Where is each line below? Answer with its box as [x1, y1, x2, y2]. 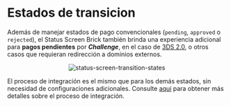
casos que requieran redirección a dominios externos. [7, 50, 162, 58]
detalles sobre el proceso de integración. [7, 92, 125, 100]
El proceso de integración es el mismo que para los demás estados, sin [7, 76, 212, 85]
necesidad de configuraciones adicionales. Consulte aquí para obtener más [7, 84, 224, 92]
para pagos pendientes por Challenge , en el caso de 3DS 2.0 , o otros [7, 42, 209, 51]
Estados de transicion [7, 5, 136, 21]
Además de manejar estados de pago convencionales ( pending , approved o [7, 28, 221, 36]
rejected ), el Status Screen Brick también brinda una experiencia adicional [7, 35, 221, 43]
